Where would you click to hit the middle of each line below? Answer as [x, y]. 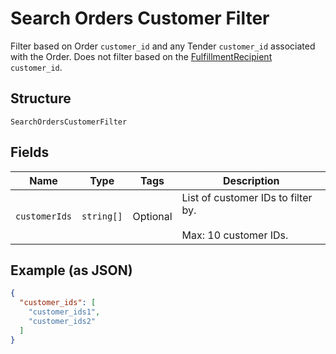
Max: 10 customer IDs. [235, 235]
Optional [152, 216]
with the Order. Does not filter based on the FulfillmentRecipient [141, 56]
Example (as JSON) [71, 270]
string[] [102, 216]
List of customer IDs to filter [247, 197]
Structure [41, 98]
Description [251, 180]
